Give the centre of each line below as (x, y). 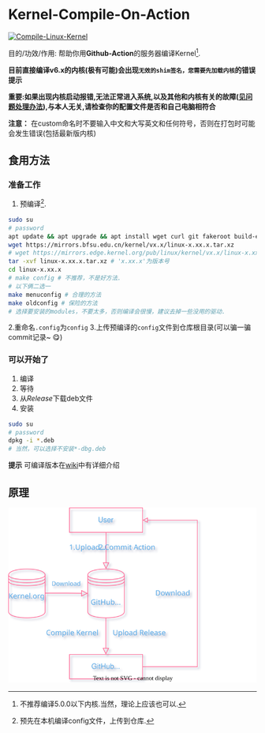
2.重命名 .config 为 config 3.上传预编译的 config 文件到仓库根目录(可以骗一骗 (130, 327)
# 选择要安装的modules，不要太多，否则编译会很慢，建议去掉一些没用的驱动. (117, 311)
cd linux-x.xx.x (35, 270)
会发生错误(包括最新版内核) (52, 133)
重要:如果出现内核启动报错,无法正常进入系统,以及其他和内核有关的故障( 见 (127, 96)
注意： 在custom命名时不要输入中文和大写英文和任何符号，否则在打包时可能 (132, 123)
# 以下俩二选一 (30, 286)
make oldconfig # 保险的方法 (53, 303)
